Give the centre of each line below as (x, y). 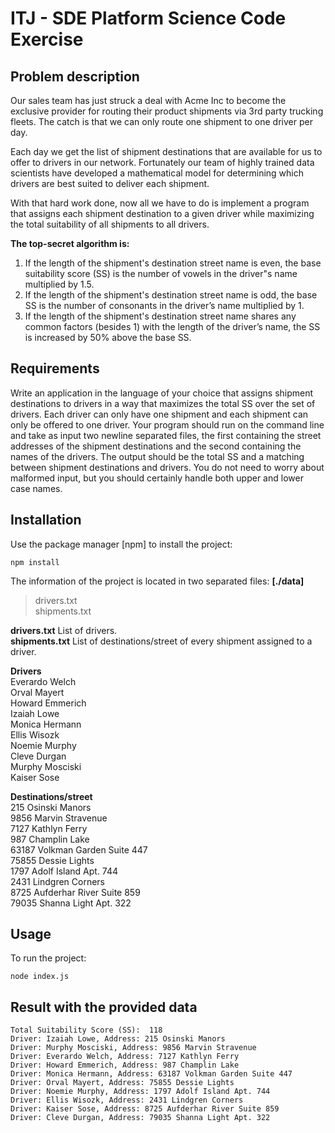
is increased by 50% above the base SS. (108, 337)
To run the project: (48, 958)
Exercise (47, 39)
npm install (35, 562)
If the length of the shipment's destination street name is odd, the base (171, 295)
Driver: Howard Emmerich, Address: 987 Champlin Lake (125, 1065)
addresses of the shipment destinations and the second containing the (156, 446)
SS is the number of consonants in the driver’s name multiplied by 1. (164, 305)
